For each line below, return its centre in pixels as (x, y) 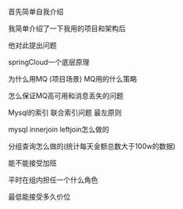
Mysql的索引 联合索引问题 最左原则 (65, 112)
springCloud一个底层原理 (49, 62)
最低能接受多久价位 (39, 197)
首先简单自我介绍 (36, 11)
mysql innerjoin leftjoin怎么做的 (59, 129)
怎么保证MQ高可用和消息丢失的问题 (66, 96)
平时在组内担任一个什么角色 (53, 180)
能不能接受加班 (32, 163)
